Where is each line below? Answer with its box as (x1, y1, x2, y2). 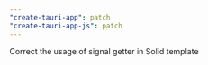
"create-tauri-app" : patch (9, 12, 111, 22)
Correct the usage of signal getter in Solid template (9, 45, 200, 56)
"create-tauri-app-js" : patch (9, 21, 123, 30)
